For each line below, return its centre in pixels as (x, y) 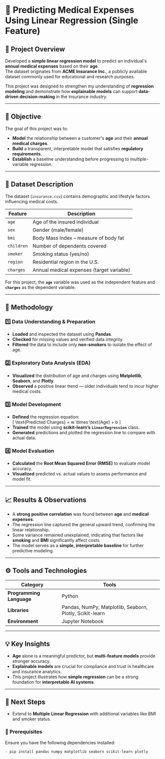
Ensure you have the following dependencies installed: (60, 742)
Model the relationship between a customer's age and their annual (80, 138)
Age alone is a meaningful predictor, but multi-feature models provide (84, 656)
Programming (24, 593)
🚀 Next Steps (25, 702)
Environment (23, 621)
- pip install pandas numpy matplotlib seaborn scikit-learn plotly (77, 752)
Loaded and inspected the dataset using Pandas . (62, 334)
